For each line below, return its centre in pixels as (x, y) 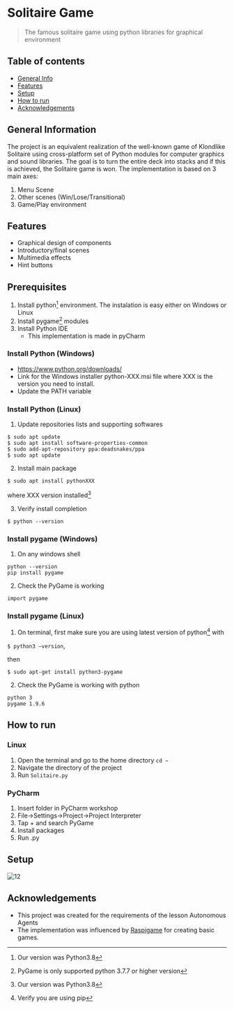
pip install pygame (36, 573)
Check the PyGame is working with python (78, 685)
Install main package (47, 469)
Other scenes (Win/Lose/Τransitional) (71, 197)
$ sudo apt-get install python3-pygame (65, 672)
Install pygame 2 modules (53, 320)
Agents (28, 922)
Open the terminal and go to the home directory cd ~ (93, 760)
